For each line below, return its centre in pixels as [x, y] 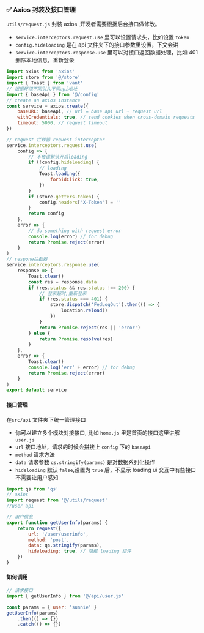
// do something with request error [75, 231]
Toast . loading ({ [60, 174]
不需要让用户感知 [37, 477]
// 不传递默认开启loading [58, 157]
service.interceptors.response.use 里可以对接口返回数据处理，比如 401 [107, 53]
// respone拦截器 [27, 259]
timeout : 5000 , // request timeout [63, 123]
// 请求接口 [20, 591]
